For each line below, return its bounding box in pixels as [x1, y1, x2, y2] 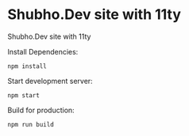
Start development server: [7, 76, 93, 85]
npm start [7, 91, 40, 100]
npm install [7, 62, 47, 70]
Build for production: [7, 105, 75, 115]
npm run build [7, 120, 55, 128]
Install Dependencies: [7, 47, 79, 56]
